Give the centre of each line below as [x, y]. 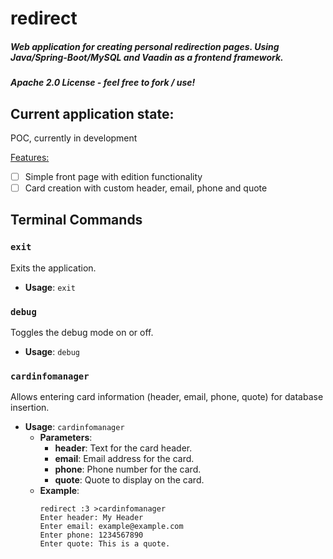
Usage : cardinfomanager [74, 427]
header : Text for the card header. [123, 448]
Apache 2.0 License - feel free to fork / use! [103, 83]
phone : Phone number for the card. [128, 469]
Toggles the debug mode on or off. [82, 333]
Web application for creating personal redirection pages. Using [145, 46]
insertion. [30, 408]
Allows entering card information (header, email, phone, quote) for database [167, 397]
